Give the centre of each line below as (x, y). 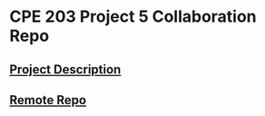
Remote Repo (48, 100)
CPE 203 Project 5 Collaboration (133, 17)
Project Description (65, 69)
